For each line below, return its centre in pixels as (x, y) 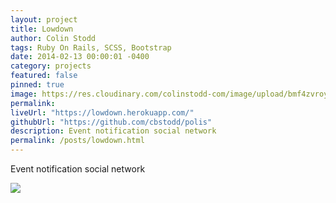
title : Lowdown (42, 29)
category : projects (51, 66)
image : (24, 94)
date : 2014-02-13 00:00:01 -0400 (80, 57)
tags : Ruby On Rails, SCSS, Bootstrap (91, 47)
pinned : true (37, 85)
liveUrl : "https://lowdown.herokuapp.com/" (102, 112)
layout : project (44, 19)
